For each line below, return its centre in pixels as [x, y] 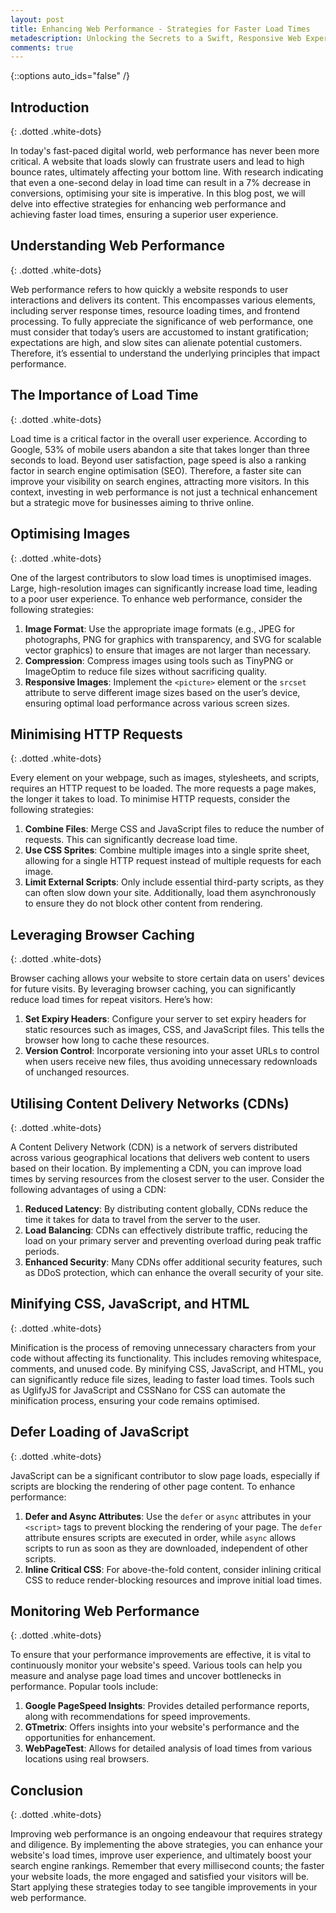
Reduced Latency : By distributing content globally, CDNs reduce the [166, 1208]
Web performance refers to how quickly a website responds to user [149, 289]
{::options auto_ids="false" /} [70, 76]
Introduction [50, 107]
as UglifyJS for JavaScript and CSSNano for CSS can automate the [148, 1390]
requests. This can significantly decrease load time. [131, 840]
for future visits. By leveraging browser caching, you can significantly [153, 989]
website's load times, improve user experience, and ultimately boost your [161, 1855]
